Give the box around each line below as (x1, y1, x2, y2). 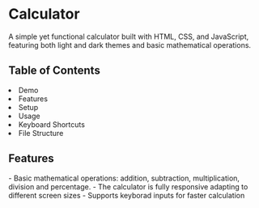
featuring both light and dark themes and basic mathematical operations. (8, 40, 252, 49)
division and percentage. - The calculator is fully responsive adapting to (8, 181, 248, 191)
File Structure (19, 128, 64, 138)
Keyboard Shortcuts (19, 119, 85, 129)
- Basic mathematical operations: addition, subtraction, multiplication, (8, 173, 240, 183)
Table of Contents (8, 64, 101, 78)
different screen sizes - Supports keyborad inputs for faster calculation (8, 190, 245, 200)
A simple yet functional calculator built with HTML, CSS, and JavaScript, (8, 32, 249, 41)
